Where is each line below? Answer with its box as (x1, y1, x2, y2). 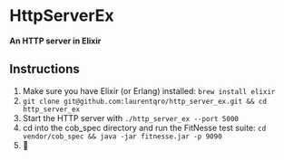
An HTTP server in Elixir (9, 35, 102, 46)
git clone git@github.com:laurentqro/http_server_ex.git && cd (22, 97, 268, 106)
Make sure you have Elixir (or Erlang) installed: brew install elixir (22, 85, 276, 96)
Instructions (9, 61, 80, 77)
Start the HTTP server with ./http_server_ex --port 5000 (22, 112, 239, 123)
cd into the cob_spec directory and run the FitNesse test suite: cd (22, 122, 267, 133)
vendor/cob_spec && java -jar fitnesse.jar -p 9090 (22, 132, 222, 141)
